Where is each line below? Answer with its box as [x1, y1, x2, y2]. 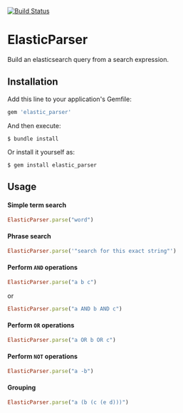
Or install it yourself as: [7, 147, 75, 156]
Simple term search [7, 200, 66, 209]
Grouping [7, 383, 36, 392]
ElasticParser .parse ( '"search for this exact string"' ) [7, 248, 177, 255]
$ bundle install [7, 135, 59, 142]
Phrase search [7, 231, 51, 240]
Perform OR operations [7, 320, 75, 329]
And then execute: [7, 121, 61, 130]
